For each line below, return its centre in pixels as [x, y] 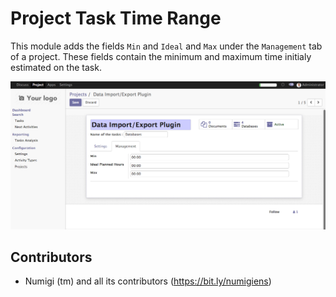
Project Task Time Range [116, 18]
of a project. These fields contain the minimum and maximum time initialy [161, 56]
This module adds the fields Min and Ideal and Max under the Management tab [166, 46]
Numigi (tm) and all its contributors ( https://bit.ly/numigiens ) [148, 281]
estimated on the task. [56, 67]
